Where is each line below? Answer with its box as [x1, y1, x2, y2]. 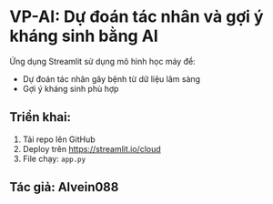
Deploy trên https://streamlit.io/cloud [22, 143, 161, 154]
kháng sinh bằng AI [9, 25, 159, 46]
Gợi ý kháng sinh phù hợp [22, 83, 119, 94]
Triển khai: [9, 109, 71, 125]
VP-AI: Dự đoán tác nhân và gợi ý [9, 6, 264, 27]
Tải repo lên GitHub [22, 134, 96, 145]
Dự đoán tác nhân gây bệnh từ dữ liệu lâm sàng [22, 73, 201, 84]
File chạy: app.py [22, 153, 86, 164]
